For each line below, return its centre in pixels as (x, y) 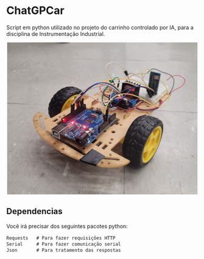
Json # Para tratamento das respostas (64, 250)
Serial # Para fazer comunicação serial (64, 244)
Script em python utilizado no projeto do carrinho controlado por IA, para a (100, 27)
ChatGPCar (36, 11)
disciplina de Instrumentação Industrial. (56, 33)
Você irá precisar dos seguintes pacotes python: (67, 226)
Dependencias (34, 211)
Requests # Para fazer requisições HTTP (61, 238)
